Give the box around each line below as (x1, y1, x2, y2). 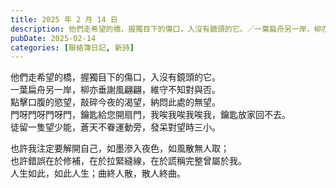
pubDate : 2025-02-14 (10, 33, 97, 43)
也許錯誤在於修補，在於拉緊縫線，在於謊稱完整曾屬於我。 (10, 155, 247, 167)
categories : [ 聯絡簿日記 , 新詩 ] (10, 42, 135, 53)
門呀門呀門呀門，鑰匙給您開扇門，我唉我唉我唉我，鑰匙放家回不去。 (10, 109, 291, 121)
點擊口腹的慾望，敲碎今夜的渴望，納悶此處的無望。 (10, 96, 221, 108)
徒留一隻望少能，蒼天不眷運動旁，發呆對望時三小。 (10, 121, 221, 133)
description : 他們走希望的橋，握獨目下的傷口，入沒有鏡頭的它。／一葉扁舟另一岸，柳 (10, 24, 322, 34)
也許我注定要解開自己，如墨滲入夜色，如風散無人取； (10, 142, 230, 155)
